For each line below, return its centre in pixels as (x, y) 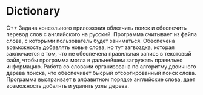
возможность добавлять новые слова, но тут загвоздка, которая (90, 47)
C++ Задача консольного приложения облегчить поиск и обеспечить (96, 28)
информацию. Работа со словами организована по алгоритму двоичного (101, 66)
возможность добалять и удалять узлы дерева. (68, 85)
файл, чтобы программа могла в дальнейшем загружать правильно (95, 60)
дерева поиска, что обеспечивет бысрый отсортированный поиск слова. (101, 73)
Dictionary (33, 11)
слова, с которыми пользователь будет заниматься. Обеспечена (91, 41)
